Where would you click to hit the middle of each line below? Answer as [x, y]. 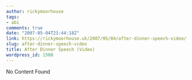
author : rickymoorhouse [35, 11]
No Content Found [28, 71]
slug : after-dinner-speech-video [47, 44]
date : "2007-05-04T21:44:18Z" [43, 33]
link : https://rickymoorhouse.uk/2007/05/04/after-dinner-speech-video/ [96, 39]
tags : [13, 17]
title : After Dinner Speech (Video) [50, 50]
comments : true [25, 28]
